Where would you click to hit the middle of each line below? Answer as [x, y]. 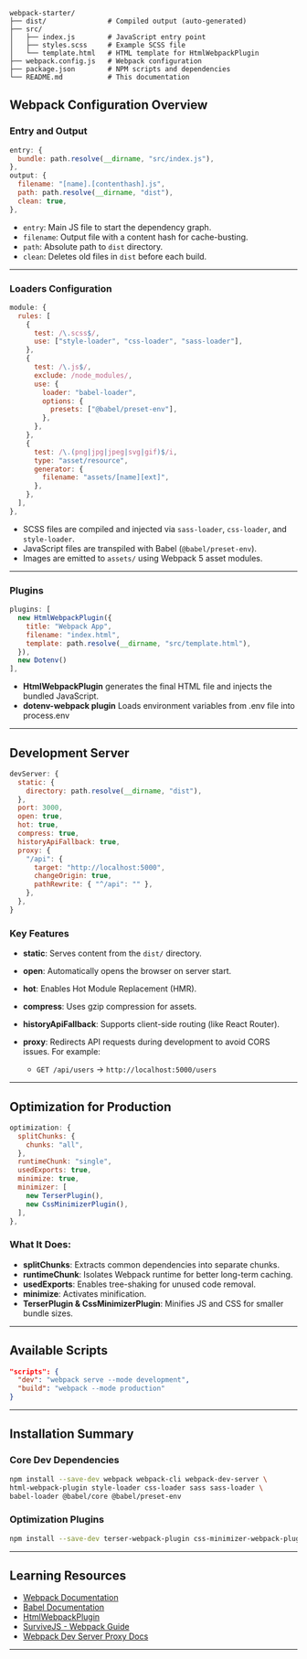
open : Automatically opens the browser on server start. [127, 971]
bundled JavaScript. [60, 696]
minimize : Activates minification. [85, 1293]
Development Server [69, 753]
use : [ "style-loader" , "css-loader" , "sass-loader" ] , [138, 342]
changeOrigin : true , [73, 876]
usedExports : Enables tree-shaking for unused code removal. [139, 1284]
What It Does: [40, 1245]
